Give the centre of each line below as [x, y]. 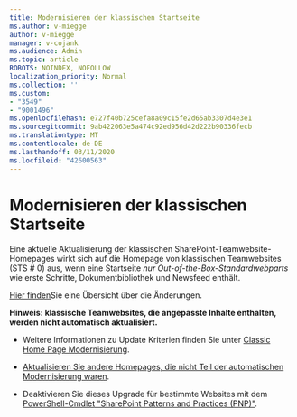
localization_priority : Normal [68, 77]
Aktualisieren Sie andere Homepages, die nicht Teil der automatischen [153, 367]
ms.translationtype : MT [54, 135]
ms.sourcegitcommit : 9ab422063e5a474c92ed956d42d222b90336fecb [131, 127]
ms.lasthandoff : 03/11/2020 [62, 152]
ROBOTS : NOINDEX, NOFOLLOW [60, 69]
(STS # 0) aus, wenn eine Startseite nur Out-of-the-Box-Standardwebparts [149, 268]
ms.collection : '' [44, 85]
